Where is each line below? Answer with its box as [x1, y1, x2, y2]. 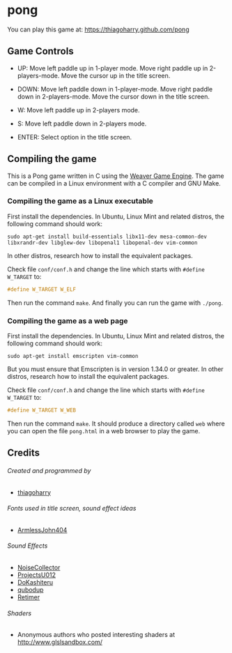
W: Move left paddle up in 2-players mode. [17, 105, 141, 114]
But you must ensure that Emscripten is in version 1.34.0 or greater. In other [7, 365, 224, 373]
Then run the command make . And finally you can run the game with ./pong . [7, 299, 223, 307]
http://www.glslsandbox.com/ [17, 638, 103, 647]
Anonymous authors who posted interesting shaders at [17, 631, 176, 639]
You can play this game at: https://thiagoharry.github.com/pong [7, 25, 190, 33]
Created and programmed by [7, 466, 91, 474]
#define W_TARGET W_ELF [7, 285, 77, 293]
